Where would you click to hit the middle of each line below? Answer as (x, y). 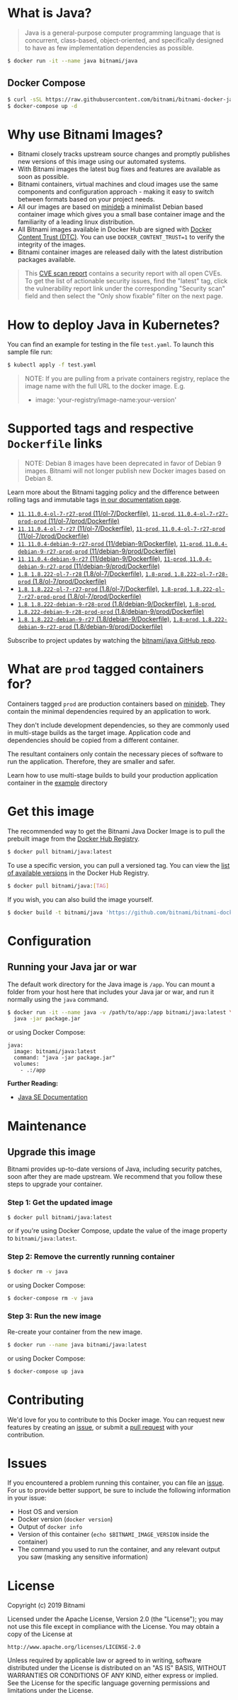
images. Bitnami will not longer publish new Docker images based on (125, 471)
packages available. (47, 260)
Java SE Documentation (52, 1097)
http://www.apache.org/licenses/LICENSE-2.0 (74, 1647)
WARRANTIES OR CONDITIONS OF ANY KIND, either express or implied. (113, 1676)
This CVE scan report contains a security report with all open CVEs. (123, 273)
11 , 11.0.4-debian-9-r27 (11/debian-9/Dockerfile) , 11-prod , (103, 559)
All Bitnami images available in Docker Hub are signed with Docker (114, 229)
